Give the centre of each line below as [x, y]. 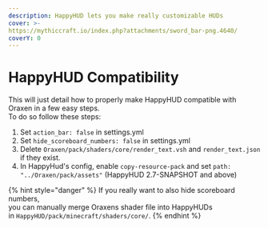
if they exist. [40, 158]
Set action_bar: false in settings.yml [82, 132]
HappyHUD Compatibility [94, 78]
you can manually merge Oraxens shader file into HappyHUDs [111, 207]
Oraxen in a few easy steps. [54, 108]
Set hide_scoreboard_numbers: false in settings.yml [105, 141]
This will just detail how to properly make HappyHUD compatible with [122, 100]
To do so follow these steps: [55, 117]
